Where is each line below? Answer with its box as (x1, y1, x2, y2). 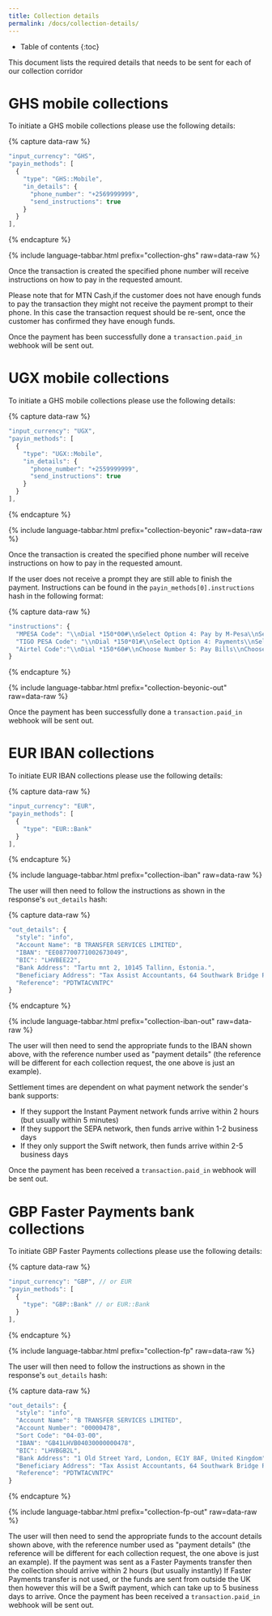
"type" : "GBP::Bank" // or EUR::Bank (23, 1300, 151, 1308)
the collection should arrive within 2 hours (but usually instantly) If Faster (8, 1566, 252, 1575)
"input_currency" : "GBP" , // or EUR (8, 1277, 132, 1286)
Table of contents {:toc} (19, 41, 100, 51)
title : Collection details (8, 11, 100, 20)
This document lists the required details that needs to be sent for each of (8, 58, 252, 67)
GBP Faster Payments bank (8, 1202, 195, 1221)
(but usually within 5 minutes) (19, 1115, 119, 1125)
